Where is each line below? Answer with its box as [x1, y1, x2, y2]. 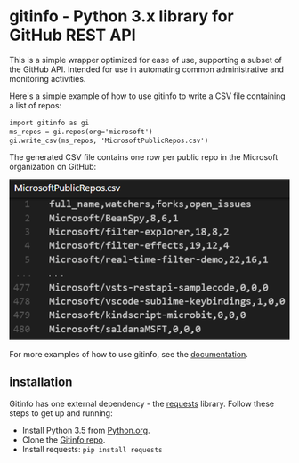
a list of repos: [9, 100, 62, 110]
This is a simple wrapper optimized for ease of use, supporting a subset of [9, 54, 283, 65]
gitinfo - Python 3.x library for [9, 6, 234, 27]
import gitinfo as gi [9, 118, 90, 127]
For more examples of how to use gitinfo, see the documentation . [9, 348, 249, 359]
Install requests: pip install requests [21, 443, 163, 454]
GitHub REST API [9, 25, 136, 45]
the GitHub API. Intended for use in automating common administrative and [9, 64, 285, 75]
